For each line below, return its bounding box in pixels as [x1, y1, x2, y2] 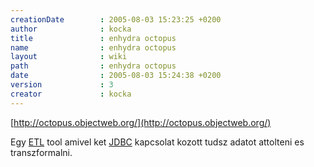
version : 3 [10, 80, 114, 90]
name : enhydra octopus [10, 42, 177, 53]
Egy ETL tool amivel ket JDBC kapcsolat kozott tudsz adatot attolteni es [10, 136, 305, 148]
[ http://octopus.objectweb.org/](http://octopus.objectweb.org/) [10, 116, 272, 128]
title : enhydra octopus [10, 33, 177, 43]
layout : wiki [10, 52, 128, 62]
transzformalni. [10, 146, 73, 158]
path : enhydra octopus [10, 61, 177, 71]
